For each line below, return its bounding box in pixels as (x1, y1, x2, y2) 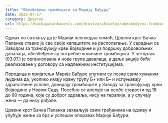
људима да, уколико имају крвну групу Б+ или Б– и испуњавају (5, 76, 141, 82)
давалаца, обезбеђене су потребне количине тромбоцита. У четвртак (5, 51, 155, 57)
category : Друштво (5, 16, 43, 21)
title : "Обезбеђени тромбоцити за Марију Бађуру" (5, 7, 111, 12)
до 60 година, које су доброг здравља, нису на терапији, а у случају (5, 92, 151, 98)
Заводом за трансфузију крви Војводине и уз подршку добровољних (5, 45, 153, 51)
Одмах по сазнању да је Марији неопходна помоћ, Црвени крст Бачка (5, 35, 156, 41)
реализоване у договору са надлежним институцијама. (5, 61, 124, 67)
